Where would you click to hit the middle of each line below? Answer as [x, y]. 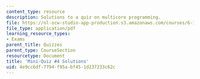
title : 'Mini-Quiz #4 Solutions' [48, 61]
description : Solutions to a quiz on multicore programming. [84, 17]
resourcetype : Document [36, 56]
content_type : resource [36, 12]
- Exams [16, 39]
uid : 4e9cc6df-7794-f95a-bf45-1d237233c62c [61, 67]
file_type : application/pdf [41, 28]
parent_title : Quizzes [34, 45]
